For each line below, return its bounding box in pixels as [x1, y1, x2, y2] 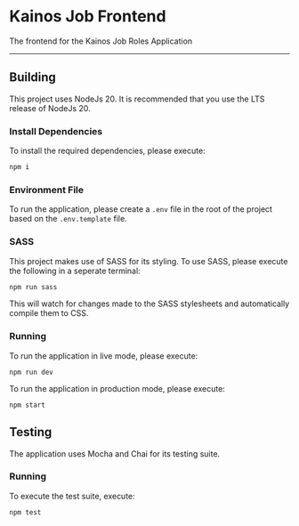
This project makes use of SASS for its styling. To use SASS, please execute [9, 255, 288, 266]
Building [9, 69, 56, 85]
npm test [9, 507, 42, 517]
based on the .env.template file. [9, 214, 127, 224]
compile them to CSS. [9, 308, 89, 319]
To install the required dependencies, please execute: [9, 145, 206, 157]
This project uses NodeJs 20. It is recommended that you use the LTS [9, 93, 265, 104]
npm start [9, 401, 46, 409]
